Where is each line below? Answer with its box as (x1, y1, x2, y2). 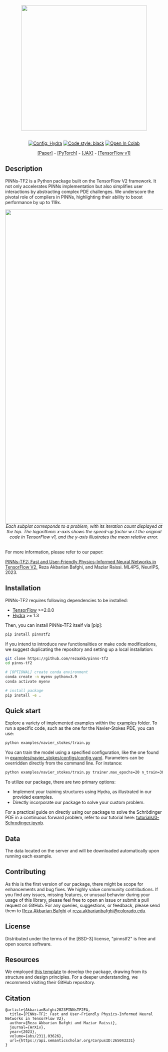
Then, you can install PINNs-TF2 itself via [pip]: (5, 622, 102, 628)
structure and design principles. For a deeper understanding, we (5, 974, 138, 980)
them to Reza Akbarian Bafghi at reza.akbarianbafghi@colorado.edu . (5, 907, 146, 914)
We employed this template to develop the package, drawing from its (5, 969, 147, 975)
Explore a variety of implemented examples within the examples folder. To (5, 720, 157, 726)
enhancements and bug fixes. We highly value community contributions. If (5, 886, 158, 892)
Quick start (5, 707, 41, 715)
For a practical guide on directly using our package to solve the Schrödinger (5, 809, 162, 815)
